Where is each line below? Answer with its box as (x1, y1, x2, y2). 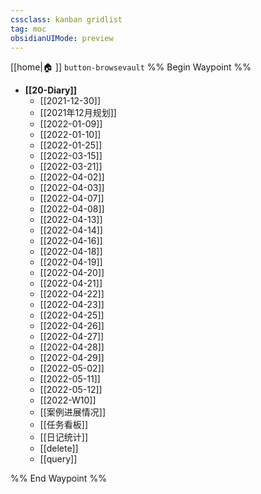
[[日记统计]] (39, 431, 89, 443)
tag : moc (10, 24, 47, 34)
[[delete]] (39, 442, 79, 455)
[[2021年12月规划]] (39, 107, 117, 119)
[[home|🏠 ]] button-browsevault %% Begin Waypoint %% (10, 61, 252, 73)
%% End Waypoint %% (10, 472, 107, 485)
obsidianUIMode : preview (10, 33, 114, 43)
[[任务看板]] (39, 419, 89, 431)
